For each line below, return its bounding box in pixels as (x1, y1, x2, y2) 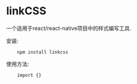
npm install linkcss (17, 49, 68, 55)
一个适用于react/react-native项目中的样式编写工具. (6, 24, 132, 32)
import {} (17, 72, 42, 78)
